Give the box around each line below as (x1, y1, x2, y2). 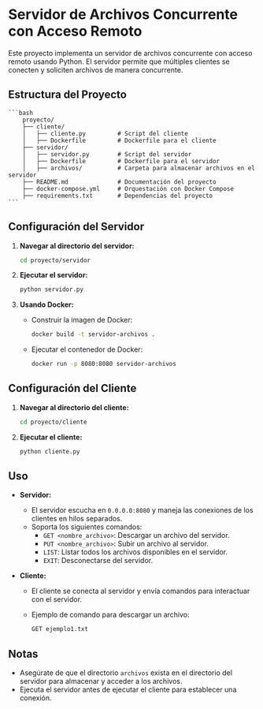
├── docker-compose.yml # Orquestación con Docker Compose (22, 185, 235, 192)
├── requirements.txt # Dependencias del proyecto (22, 192, 213, 200)
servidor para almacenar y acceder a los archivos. (19, 677, 183, 686)
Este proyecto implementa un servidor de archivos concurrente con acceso (8, 48, 253, 58)
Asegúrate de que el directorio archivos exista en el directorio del (19, 668, 232, 677)
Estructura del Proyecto (8, 88, 128, 102)
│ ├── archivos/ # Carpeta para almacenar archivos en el (22, 164, 256, 172)
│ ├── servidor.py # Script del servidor (22, 150, 192, 159)
